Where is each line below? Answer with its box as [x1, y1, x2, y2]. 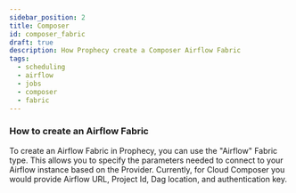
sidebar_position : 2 [9, 12, 86, 22]
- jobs [17, 79, 42, 88]
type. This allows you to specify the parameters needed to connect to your [9, 155, 284, 165]
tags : [9, 54, 29, 63]
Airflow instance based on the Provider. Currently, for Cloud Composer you [9, 164, 285, 174]
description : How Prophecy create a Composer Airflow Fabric [9, 46, 242, 55]
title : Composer [9, 21, 70, 30]
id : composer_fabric [9, 29, 86, 38]
